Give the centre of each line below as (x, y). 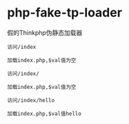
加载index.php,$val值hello (44, 114)
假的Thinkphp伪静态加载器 (45, 32)
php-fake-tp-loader (65, 13)
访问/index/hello (31, 100)
